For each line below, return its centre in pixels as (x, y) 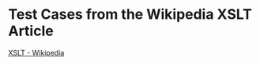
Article (31, 31)
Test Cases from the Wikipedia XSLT (130, 14)
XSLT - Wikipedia (36, 52)
